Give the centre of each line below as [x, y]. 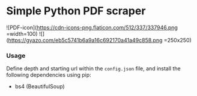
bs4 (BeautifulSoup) [40, 86]
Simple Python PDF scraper [76, 11]
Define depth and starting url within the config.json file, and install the [94, 69]
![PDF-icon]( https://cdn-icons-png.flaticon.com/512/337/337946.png [92, 27]
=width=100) [22, 33]
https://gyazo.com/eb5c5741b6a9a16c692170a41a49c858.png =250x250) [100, 40]
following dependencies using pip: [49, 75]
